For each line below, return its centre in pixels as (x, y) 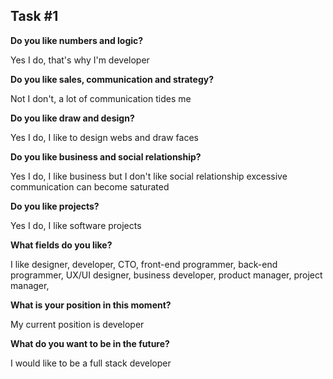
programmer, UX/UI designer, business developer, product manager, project (166, 275)
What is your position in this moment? (91, 305)
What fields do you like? (61, 245)
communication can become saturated (90, 186)
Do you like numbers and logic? (77, 40)
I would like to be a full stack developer (91, 363)
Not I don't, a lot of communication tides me (101, 98)
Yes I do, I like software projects (76, 225)
